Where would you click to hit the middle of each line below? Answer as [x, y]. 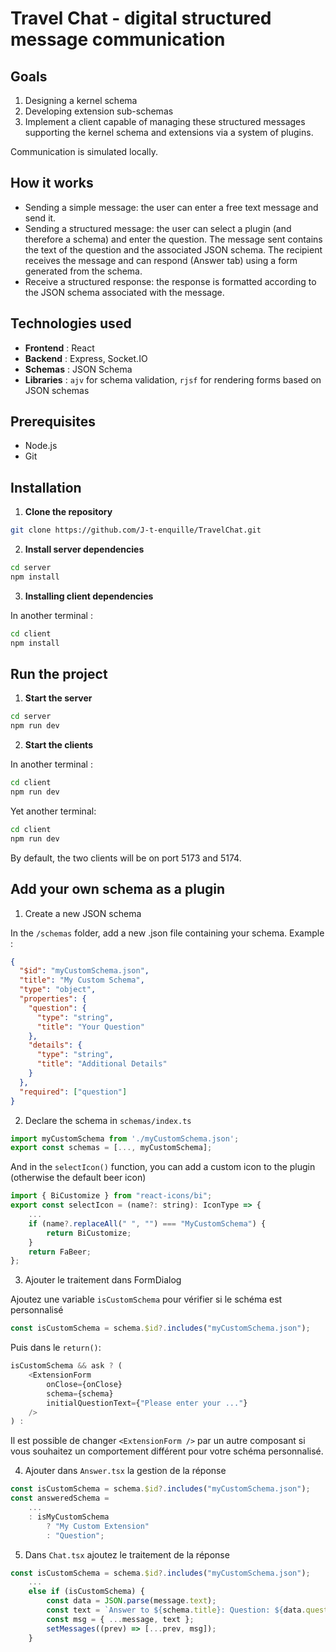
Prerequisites [53, 422]
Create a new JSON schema [83, 913]
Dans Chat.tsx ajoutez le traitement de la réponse [127, 1554]
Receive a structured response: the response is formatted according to [170, 281]
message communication [118, 39]
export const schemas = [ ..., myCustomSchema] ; [111, 1148]
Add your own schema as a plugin [118, 889]
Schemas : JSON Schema [78, 369]
